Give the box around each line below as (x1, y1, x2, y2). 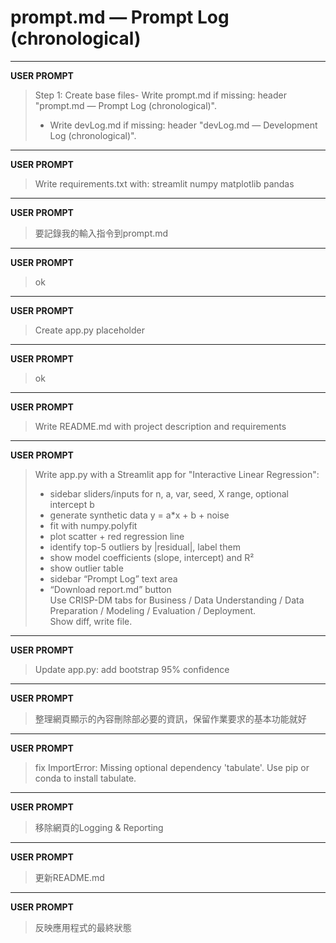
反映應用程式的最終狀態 (34, 921, 132, 933)
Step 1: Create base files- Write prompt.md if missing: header (34, 89, 287, 101)
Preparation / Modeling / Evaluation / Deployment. (49, 604, 257, 616)
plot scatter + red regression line (49, 530, 185, 542)
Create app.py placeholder (34, 324, 145, 336)
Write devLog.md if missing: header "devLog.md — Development (49, 119, 318, 131)
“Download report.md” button (49, 583, 172, 595)
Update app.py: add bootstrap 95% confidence (34, 663, 230, 675)
